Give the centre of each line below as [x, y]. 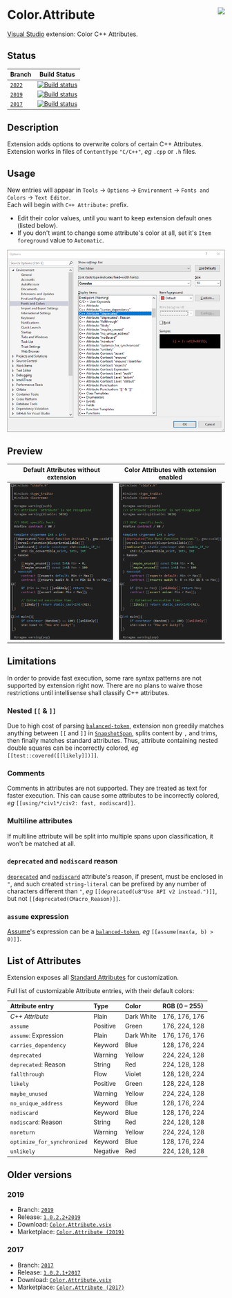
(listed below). [38, 226]
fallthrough [27, 1075]
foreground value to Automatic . [61, 240]
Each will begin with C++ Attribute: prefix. [68, 205]
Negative [106, 1151]
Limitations [32, 661]
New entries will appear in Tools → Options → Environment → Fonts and [108, 190]
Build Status [57, 74]
